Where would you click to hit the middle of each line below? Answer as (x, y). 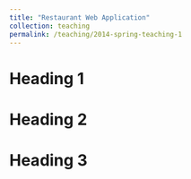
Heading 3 (48, 160)
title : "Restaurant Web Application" (80, 17)
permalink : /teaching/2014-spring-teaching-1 (95, 34)
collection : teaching (50, 26)
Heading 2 (48, 119)
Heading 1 (47, 78)
